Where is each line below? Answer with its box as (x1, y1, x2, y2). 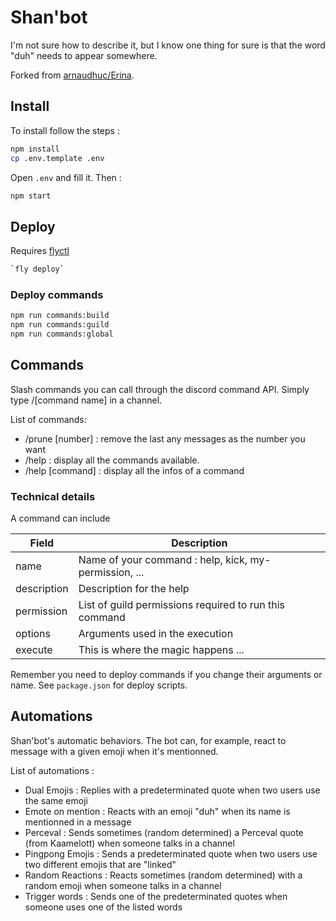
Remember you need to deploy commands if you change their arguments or (10, 669, 323, 681)
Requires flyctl (10, 245, 70, 257)
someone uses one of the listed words (24, 901, 183, 913)
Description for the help (78, 582, 190, 596)
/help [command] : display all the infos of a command (24, 464, 245, 476)
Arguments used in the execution (78, 627, 234, 641)
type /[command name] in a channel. (10, 394, 163, 406)
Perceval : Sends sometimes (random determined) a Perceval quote (24, 826, 304, 838)
